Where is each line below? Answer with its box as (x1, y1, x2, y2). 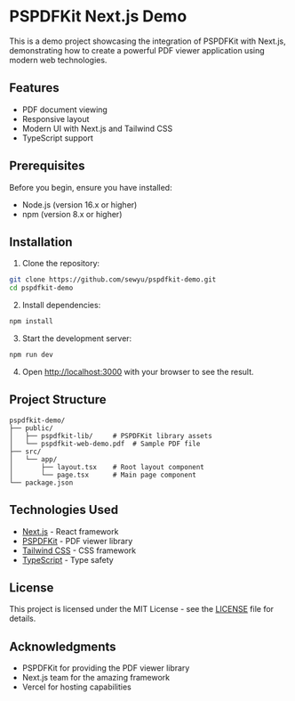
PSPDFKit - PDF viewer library (21, 535, 133, 546)
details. (9, 613, 36, 624)
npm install (9, 317, 53, 326)
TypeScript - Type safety (21, 554, 114, 565)
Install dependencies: (21, 300, 101, 311)
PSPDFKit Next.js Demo (9, 6, 187, 27)
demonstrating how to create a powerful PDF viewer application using (9, 45, 265, 55)
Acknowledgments (9, 639, 117, 654)
